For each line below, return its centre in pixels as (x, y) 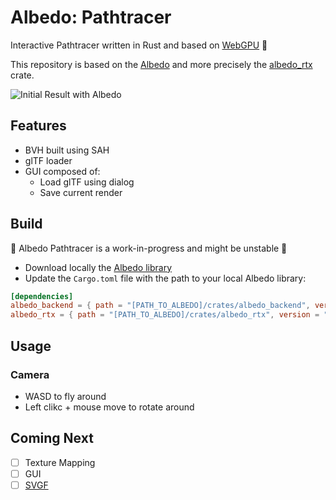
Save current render (81, 192)
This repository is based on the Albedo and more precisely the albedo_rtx (161, 64)
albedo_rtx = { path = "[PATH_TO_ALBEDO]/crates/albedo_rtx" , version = (165, 315)
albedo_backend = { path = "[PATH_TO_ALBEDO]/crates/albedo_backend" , (160, 306)
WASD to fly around (65, 396)
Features (38, 126)
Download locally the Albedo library (98, 267)
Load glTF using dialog (87, 182)
